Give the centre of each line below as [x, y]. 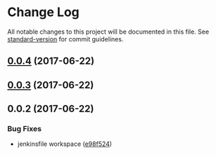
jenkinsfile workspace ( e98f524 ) [65, 144]
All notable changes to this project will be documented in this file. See [108, 32]
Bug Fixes [25, 129]
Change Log [43, 12]
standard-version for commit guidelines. [65, 39]
